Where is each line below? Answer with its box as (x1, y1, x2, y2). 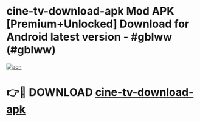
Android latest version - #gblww (6, 30, 173, 44)
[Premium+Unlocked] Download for (6, 17, 190, 31)
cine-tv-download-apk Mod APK (6, 4, 175, 18)
